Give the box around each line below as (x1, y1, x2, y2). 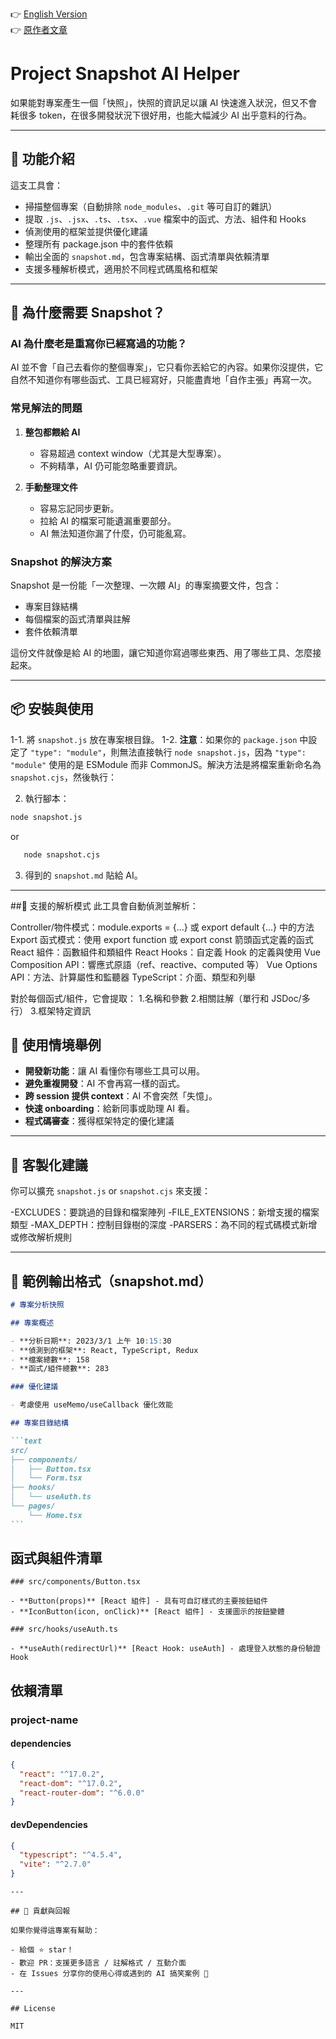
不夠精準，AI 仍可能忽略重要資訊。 (39, 459, 183, 472)
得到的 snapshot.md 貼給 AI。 (24, 869, 143, 881)
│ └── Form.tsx (10, 1473, 83, 1483)
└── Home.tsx (28, 1510, 83, 1520)
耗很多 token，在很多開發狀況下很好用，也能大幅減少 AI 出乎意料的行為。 (10, 109, 312, 121)
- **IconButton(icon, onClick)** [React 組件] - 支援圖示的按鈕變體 (10, 1607, 285, 1617)
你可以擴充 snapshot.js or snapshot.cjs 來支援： (10, 1185, 212, 1197)
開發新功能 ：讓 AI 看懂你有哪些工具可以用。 (24, 1065, 206, 1077)
